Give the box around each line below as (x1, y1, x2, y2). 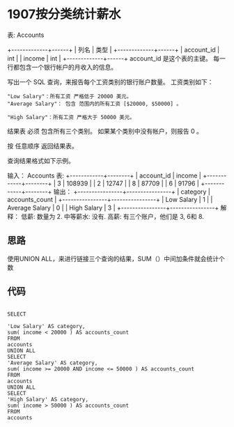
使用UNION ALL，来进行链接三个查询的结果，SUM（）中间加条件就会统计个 (7, 254, 225, 263)
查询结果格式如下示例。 (7, 156, 75, 164)
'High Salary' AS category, (7, 396, 89, 403)
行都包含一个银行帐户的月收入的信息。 (7, 63, 117, 71)
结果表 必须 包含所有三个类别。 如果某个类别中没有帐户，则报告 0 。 (7, 127, 203, 135)
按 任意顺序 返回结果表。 (7, 141, 78, 150)
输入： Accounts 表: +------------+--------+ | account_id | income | (7, 171, 202, 180)
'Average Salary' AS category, (7, 359, 98, 366)
